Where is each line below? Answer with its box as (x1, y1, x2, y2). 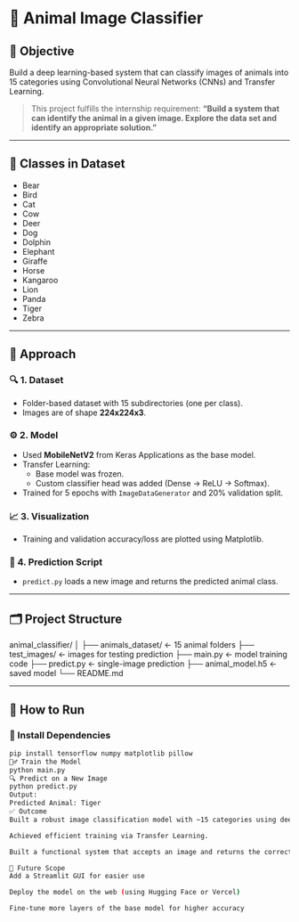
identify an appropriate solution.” (30, 122, 158, 133)
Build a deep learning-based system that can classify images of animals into (9, 67, 289, 78)
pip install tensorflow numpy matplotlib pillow (9, 748, 193, 758)
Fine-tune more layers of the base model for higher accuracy (9, 904, 245, 913)
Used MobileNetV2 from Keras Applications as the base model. (21, 449, 256, 460)
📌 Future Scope (9, 863, 66, 872)
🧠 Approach (9, 347, 77, 362)
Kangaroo (21, 274, 59, 285)
